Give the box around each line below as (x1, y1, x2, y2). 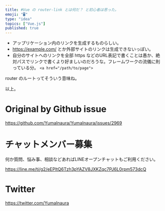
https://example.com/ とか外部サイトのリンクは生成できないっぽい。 (12, 46, 154, 52)
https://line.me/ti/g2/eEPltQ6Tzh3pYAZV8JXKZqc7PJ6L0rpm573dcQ (5, 166, 147, 172)
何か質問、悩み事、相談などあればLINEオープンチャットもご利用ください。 (5, 156, 158, 162)
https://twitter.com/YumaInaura (5, 200, 70, 206)
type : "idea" (5, 16, 32, 21)
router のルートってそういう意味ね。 (5, 75, 80, 81)
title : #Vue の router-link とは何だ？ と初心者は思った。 (5, 7, 119, 12)
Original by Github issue (5, 104, 107, 115)
